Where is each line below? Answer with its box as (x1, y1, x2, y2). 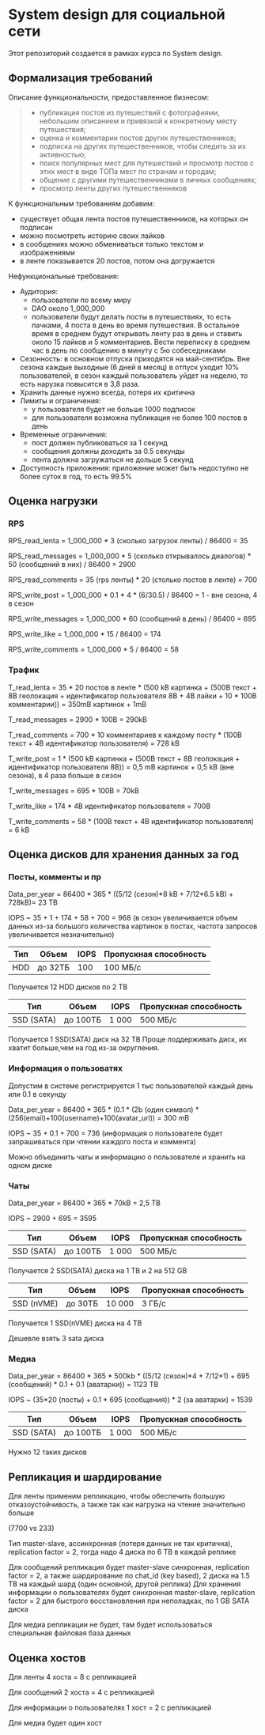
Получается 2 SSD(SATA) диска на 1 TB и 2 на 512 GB (8, 1266, 187, 1276)
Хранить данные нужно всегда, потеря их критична (19, 387, 195, 397)
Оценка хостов (8, 1651, 86, 1665)
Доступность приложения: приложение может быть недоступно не (19, 463, 249, 472)
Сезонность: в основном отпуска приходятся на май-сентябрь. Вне (19, 353, 251, 363)
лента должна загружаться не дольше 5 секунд (31, 455, 194, 464)
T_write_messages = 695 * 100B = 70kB (8, 785, 140, 796)
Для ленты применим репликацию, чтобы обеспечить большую (8, 1491, 225, 1501)
